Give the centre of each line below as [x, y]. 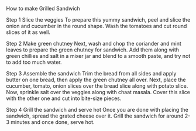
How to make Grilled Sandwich [43, 8]
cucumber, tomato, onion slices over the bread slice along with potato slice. [97, 86]
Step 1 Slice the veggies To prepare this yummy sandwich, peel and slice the [98, 20]
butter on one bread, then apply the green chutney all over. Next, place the [96, 80]
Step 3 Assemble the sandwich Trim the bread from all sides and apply [91, 73]
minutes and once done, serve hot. [53, 122]
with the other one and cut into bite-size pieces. [64, 98]
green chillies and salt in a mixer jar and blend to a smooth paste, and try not [98, 56]
